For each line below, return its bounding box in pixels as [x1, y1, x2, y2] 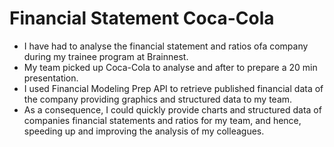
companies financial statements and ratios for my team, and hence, [23, 114, 302, 126]
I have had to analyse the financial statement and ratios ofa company [23, 40, 309, 52]
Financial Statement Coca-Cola [9, 7, 275, 30]
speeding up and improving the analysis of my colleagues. [23, 125, 265, 137]
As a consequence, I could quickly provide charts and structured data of [23, 103, 322, 116]
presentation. [23, 72, 79, 84]
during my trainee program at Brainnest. [23, 50, 189, 62]
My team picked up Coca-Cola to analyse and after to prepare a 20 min [23, 61, 318, 73]
